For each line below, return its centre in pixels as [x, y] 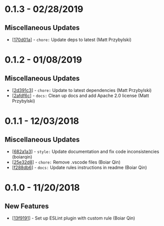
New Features [27, 206]
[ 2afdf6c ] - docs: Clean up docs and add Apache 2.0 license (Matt [80, 95]
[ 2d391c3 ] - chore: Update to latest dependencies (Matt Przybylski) [82, 90]
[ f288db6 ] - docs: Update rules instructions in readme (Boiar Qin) [79, 167]
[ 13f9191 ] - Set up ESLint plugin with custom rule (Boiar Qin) [73, 218]
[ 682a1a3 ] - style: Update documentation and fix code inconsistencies [85, 151]
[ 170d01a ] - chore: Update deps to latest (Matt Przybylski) [72, 39]
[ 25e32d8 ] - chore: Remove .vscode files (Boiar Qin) [66, 162]
